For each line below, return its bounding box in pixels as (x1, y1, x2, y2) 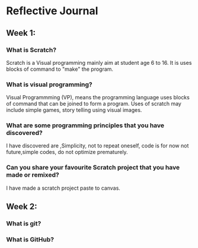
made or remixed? (6, 171, 59, 179)
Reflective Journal (6, 4, 98, 18)
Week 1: (6, 28, 36, 38)
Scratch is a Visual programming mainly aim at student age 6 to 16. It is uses (6, 59, 192, 66)
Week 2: (6, 202, 37, 212)
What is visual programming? (6, 80, 93, 89)
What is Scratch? (6, 46, 57, 54)
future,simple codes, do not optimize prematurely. (6, 149, 129, 156)
